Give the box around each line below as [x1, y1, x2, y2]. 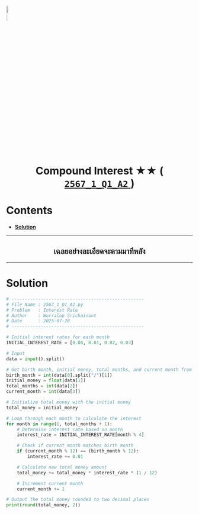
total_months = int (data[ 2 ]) [6, 383, 78, 389]
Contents [6, 204, 53, 217]
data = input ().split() [6, 355, 65, 362]
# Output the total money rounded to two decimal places [6, 497, 150, 503]
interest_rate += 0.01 [27, 454, 84, 460]
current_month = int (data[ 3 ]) [6, 389, 81, 395]
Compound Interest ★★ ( [35, 164, 164, 177]
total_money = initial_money [6, 405, 78, 410]
